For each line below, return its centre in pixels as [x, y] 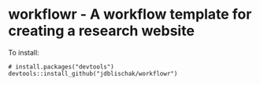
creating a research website [102, 31]
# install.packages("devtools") [61, 67]
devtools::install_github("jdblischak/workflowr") [93, 73]
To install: [24, 52]
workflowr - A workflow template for [130, 14]
